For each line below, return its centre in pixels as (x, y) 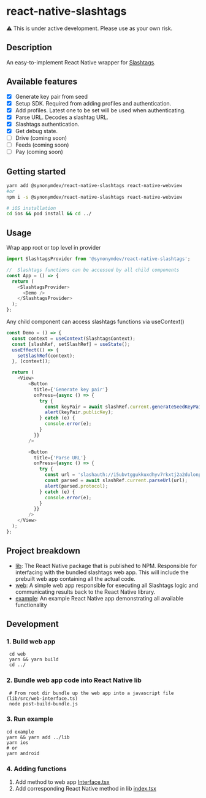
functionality (31, 605)
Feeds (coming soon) (42, 145)
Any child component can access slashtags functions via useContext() (96, 321)
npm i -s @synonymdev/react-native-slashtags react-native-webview (94, 197)
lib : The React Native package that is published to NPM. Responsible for (106, 566)
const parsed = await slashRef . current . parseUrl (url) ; (116, 480)
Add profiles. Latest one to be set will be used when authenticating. (100, 110)
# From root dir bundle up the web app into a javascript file (91, 693)
